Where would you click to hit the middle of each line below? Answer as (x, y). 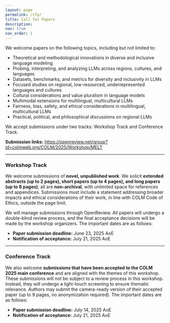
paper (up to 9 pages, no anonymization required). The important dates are (83, 295)
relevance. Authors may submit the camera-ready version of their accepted (84, 289)
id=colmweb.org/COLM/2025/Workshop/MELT (54, 147)
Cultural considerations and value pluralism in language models (79, 95)
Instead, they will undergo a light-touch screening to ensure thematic (77, 284)
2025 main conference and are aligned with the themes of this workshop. (82, 273)
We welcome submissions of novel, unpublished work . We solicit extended (84, 176)
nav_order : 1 (19, 33)
